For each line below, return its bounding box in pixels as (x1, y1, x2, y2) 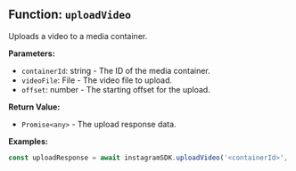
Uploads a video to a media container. (8, 30, 148, 41)
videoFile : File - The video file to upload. (21, 75, 173, 85)
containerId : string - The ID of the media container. (21, 65, 210, 76)
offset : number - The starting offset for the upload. (21, 84, 210, 94)
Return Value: (8, 102, 61, 112)
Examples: (8, 135, 48, 146)
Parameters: (8, 48, 55, 59)
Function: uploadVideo (8, 7, 131, 22)
